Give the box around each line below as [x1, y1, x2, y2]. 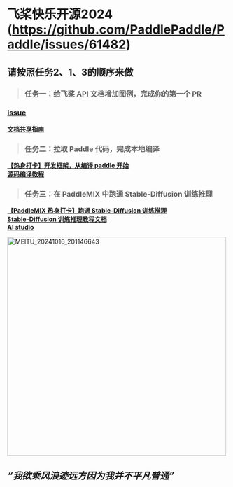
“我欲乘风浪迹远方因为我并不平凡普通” [7, 470, 175, 481]
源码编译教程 [7, 170, 44, 178]
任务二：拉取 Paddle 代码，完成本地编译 [24, 144, 160, 154]
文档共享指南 [7, 125, 44, 133]
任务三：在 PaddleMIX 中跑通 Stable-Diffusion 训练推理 [24, 190, 213, 199]
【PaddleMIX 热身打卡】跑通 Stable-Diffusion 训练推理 [7, 206, 167, 215]
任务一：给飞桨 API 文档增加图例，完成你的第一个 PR [24, 89, 202, 99]
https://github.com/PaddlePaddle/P [11, 22, 225, 38]
